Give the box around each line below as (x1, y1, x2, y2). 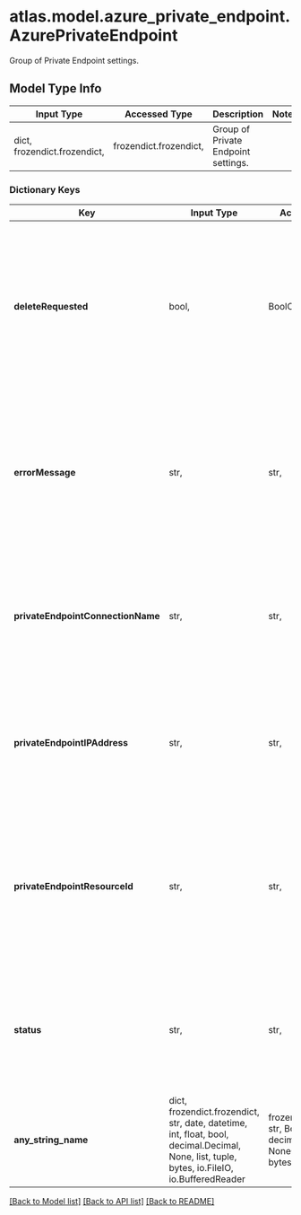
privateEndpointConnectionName (13, 610, 160, 623)
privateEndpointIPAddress (13, 737, 128, 749)
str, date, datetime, (168, 1117, 248, 1130)
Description (212, 108, 264, 120)
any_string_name (13, 1133, 89, 1146)
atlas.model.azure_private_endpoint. (9, 6, 291, 27)
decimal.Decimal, (168, 1140, 242, 1152)
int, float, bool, (168, 1128, 229, 1141)
